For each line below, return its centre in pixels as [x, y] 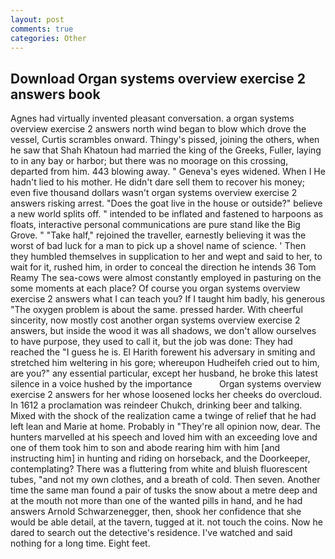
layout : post [37, 19]
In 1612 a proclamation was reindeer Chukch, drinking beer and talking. [156, 405]
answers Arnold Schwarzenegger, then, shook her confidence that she [156, 512]
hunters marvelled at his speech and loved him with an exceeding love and [164, 437]
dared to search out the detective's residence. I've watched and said [151, 533]
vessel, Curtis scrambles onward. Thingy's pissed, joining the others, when [165, 140]
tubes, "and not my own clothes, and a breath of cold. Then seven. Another [165, 480]
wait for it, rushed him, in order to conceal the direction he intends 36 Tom [163, 267]
